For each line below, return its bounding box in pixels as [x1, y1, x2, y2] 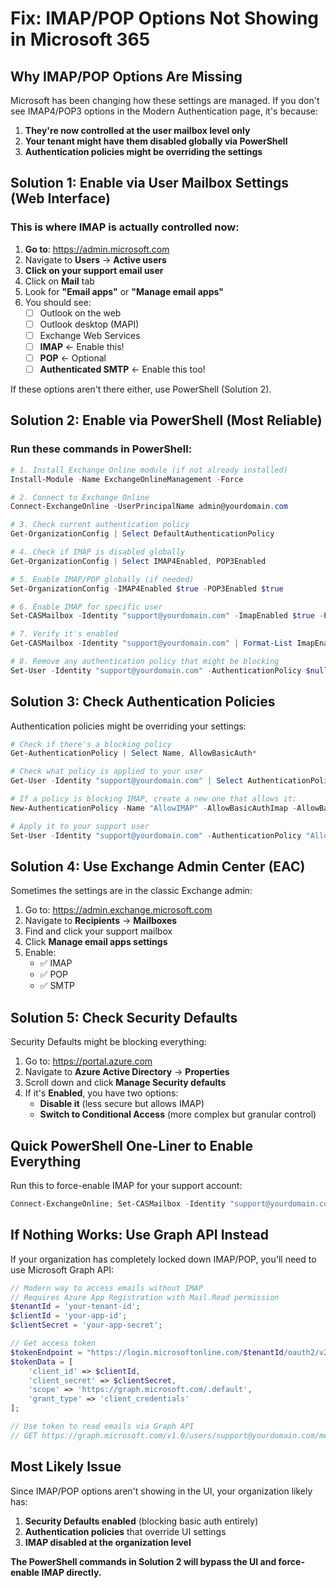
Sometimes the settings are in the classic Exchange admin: [10, 885, 253, 897]
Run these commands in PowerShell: [10, 442, 193, 456]
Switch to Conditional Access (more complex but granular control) [39, 1108, 317, 1121]
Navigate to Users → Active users [24, 253, 167, 266]
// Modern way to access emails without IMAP [10, 1283, 203, 1293]
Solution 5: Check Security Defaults [10, 1009, 238, 1026]
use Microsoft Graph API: [10, 1263, 114, 1276]
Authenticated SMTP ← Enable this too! [39, 363, 206, 375]
